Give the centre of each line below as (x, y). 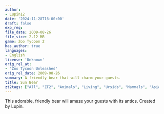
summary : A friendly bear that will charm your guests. (63, 78)
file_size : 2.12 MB (25, 37)
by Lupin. (14, 106)
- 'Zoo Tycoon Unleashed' (31, 69)
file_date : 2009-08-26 (28, 32)
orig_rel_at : (18, 64)
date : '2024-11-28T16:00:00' (35, 19)
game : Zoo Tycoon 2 (25, 42)
